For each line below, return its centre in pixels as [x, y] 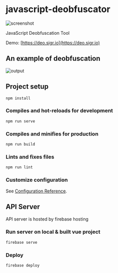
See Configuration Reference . [36, 191]
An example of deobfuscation [53, 59]
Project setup [27, 87]
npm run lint [19, 167]
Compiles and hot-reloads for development [60, 111]
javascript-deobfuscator [58, 9]
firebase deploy [23, 265]
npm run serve [21, 121]
